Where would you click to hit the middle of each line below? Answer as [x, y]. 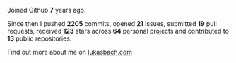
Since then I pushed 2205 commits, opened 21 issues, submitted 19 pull [112, 23]
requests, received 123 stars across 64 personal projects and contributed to [118, 31]
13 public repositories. [40, 38]
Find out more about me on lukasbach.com [70, 52]
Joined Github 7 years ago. [47, 10]
